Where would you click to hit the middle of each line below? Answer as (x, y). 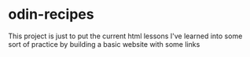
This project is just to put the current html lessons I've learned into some (125, 36)
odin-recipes (51, 14)
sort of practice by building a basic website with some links (104, 44)
